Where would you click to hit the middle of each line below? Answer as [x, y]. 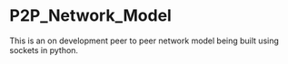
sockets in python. [44, 50]
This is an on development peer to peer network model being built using [144, 41]
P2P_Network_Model [91, 16]
